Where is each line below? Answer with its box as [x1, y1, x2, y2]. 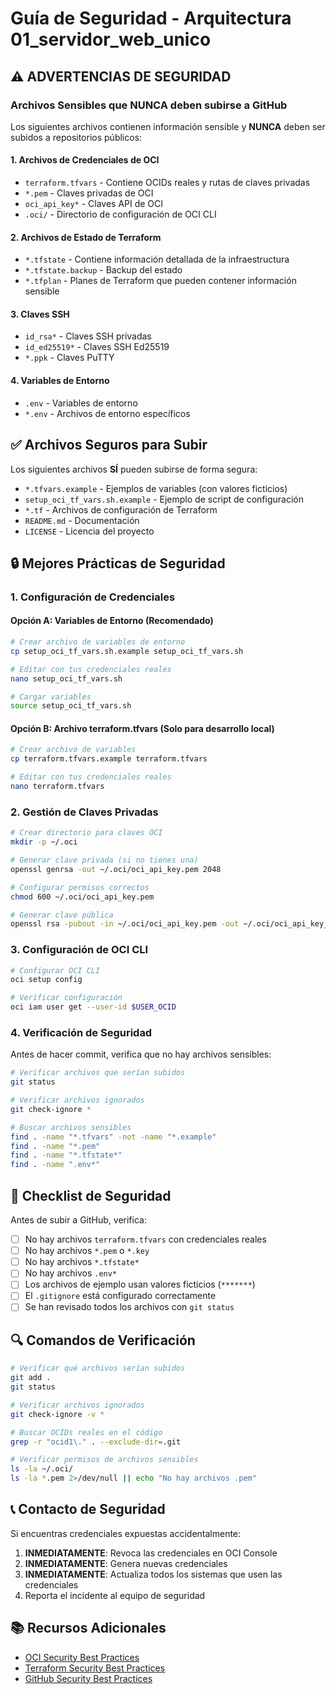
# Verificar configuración [10, 993, 123, 1003]
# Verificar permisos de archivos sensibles [10, 1455, 199, 1465]
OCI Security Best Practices [24, 1651, 140, 1663]
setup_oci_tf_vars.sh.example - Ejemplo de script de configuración [24, 493, 304, 505]
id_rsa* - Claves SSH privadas [24, 330, 152, 342]
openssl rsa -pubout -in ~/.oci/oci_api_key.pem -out [10, 919, 240, 929]
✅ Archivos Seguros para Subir [10, 437, 208, 454]
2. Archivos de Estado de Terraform [10, 231, 162, 243]
